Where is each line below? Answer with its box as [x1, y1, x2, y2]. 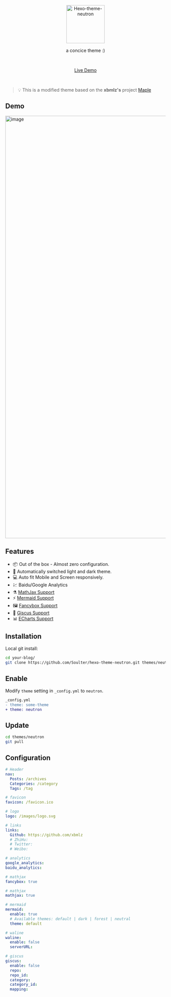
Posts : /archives [10, 776, 47, 781]
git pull [5, 739, 24, 745]
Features [5, 547, 34, 556]
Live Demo [74, 67, 97, 73]
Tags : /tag [10, 786, 33, 791]
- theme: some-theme [5, 702, 49, 707]
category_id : [10, 982, 38, 987]
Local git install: [5, 645, 38, 651]
